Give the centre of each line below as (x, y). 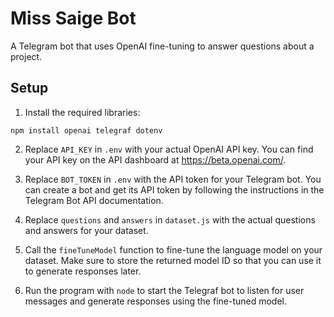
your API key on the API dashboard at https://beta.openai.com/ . (155, 159)
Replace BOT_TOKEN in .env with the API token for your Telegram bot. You (173, 179)
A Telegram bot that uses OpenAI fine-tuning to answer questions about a (162, 46)
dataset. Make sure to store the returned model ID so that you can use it (173, 260)
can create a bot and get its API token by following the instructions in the (174, 189)
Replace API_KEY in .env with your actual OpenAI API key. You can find (169, 149)
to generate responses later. (83, 271)
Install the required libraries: (82, 112)
